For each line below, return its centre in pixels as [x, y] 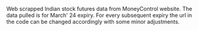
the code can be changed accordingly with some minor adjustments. [93, 22]
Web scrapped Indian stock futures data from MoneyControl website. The [99, 9]
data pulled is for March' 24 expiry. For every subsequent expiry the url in [99, 15]
